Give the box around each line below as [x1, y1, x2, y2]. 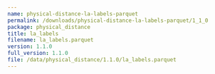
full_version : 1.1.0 [7, 50, 69, 57]
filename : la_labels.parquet [7, 37, 94, 44]
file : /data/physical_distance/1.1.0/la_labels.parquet [7, 56, 177, 63]
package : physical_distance [7, 23, 91, 30]
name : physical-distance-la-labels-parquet [7, 10, 139, 18]
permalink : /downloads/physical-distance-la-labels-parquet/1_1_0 [7, 17, 209, 24]
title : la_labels [7, 30, 59, 37]
